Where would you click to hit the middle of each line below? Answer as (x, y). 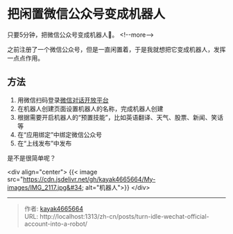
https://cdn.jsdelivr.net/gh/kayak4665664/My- (89, 179)
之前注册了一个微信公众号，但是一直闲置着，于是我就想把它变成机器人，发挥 (116, 49)
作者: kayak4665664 (53, 208)
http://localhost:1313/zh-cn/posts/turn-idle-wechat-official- (124, 216)
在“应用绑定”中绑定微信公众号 (60, 134)
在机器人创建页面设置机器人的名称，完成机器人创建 (90, 109)
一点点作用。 (25, 58)
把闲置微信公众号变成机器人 (86, 14)
